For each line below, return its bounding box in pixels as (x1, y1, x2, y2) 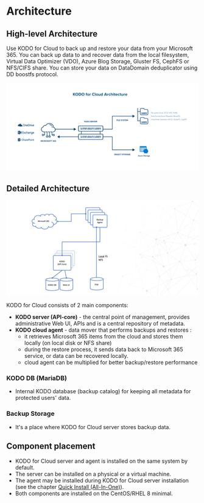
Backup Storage (6, 410, 55, 418)
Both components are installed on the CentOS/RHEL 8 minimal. (15, 490, 173, 497)
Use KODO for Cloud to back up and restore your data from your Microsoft (6, 45, 193, 52)
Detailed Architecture (6, 183, 90, 193)
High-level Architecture (6, 29, 98, 39)
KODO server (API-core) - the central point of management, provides (15, 313, 190, 321)
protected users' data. (15, 394, 71, 402)
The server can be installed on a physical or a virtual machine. (15, 470, 172, 477)
